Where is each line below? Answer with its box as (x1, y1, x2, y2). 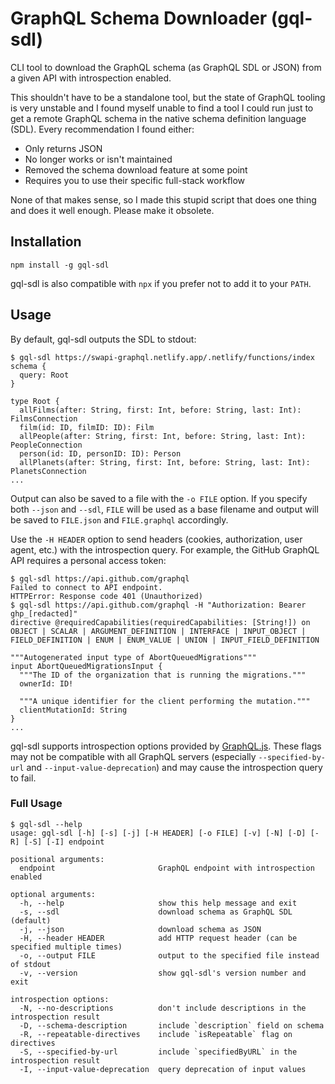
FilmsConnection (10, 413, 78, 424)
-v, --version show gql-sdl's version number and (19, 968, 307, 978)
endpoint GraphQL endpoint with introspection (19, 863, 315, 873)
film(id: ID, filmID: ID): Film (19, 422, 155, 432)
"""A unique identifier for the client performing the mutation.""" (19, 696, 311, 706)
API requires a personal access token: (10, 554, 167, 566)
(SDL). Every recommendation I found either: (10, 123, 195, 135)
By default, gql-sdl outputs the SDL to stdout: (10, 333, 197, 345)
